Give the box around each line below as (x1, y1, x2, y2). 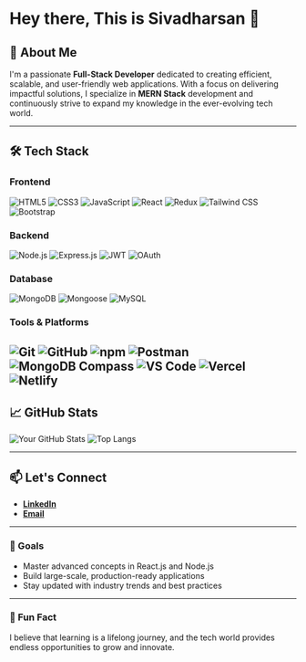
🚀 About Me (9, 45, 77, 60)
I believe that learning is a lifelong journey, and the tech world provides (9, 632, 275, 643)
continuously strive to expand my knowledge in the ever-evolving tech (9, 98, 273, 109)
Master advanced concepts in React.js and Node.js (22, 561, 214, 572)
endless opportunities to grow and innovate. (9, 641, 175, 652)
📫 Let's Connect (9, 469, 107, 485)
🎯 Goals (9, 540, 45, 552)
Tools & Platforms (9, 316, 89, 329)
